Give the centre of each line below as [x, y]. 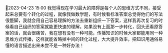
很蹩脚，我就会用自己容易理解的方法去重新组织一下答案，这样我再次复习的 [82, 20]
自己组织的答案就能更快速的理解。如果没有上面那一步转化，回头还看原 [86, 26]
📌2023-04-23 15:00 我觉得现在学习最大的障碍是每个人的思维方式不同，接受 [83, 8]
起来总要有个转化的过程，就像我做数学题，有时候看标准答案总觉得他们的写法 [84, 14]
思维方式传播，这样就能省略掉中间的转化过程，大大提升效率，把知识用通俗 [82, 39]
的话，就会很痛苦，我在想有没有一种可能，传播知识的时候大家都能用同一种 [86, 33]
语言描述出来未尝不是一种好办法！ [49, 45]
